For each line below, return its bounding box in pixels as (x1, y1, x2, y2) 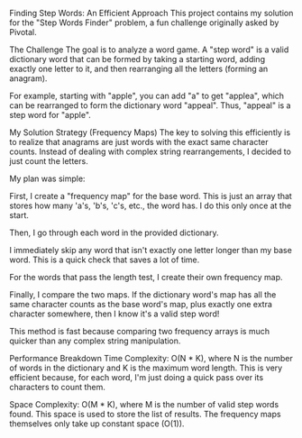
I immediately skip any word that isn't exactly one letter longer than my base (9, 245, 293, 255)
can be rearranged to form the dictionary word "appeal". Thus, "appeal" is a (9, 100, 291, 111)
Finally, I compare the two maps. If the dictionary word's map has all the (9, 289, 277, 300)
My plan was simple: (9, 173, 86, 184)
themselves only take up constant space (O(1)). (9, 418, 185, 429)
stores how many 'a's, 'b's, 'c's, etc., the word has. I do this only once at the (9, 200, 292, 211)
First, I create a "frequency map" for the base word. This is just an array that (9, 191, 293, 201)
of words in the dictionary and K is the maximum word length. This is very (9, 362, 283, 373)
